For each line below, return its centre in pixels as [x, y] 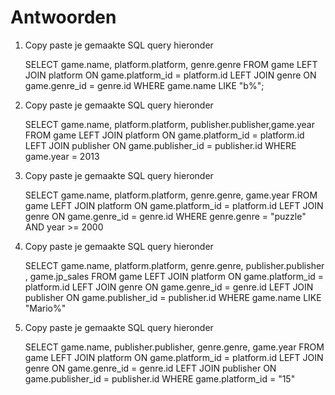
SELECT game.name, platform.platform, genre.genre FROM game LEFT [171, 64]
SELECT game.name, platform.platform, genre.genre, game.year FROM [171, 195]
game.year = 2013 [62, 156]
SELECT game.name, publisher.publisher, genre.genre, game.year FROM [174, 347]
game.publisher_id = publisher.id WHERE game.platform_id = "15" [160, 378]
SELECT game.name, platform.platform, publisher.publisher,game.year [169, 124]
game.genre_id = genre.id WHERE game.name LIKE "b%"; [144, 85]
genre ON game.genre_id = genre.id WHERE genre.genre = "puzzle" [165, 216]
